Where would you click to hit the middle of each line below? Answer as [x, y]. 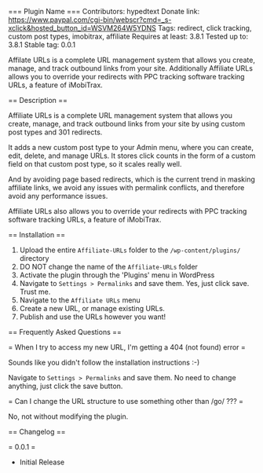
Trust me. [35, 291]
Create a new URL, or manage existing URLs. [92, 308]
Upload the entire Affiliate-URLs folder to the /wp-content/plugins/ [130, 250]
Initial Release [42, 462]
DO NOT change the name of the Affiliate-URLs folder [109, 267]
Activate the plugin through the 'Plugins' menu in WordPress [117, 275]
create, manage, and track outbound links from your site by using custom [127, 124]
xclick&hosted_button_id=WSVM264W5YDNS [82, 28]
